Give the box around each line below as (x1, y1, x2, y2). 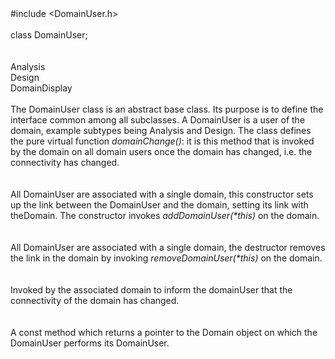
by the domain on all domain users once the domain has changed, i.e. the (10, 146, 313, 157)
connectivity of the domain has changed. (10, 295, 180, 306)
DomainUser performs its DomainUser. (10, 337, 170, 349)
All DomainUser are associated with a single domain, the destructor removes (10, 242, 326, 253)
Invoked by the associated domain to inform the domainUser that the (10, 284, 293, 296)
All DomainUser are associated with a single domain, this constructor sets (10, 188, 314, 200)
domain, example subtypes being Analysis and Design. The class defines (10, 125, 312, 136)
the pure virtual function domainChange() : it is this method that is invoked (10, 135, 315, 147)
